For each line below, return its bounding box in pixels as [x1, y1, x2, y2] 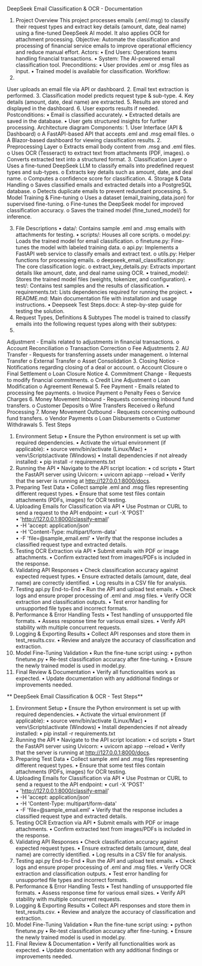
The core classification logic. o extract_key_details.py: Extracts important [15, 263, 196, 270]
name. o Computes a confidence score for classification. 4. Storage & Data [7, 175, 192, 182]
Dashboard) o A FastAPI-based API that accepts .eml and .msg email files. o [7, 130, 194, 137]
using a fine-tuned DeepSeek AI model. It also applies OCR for [15, 29, 170, 37]
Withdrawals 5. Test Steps [7, 421, 71, 428]
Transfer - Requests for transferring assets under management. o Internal [7, 351, 188, 358]
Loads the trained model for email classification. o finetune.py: [15, 237, 170, 245]
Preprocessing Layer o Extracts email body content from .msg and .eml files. [7, 143, 196, 150]
